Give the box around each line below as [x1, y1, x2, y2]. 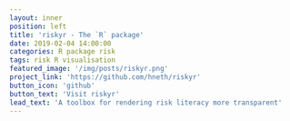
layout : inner [9, 13, 64, 23]
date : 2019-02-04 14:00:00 [9, 38, 112, 48]
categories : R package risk [9, 47, 116, 56]
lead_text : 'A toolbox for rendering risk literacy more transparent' [9, 97, 283, 107]
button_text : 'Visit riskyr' [9, 89, 120, 98]
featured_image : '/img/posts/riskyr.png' [9, 65, 169, 74]
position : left [9, 22, 67, 31]
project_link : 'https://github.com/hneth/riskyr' [9, 73, 202, 82]
